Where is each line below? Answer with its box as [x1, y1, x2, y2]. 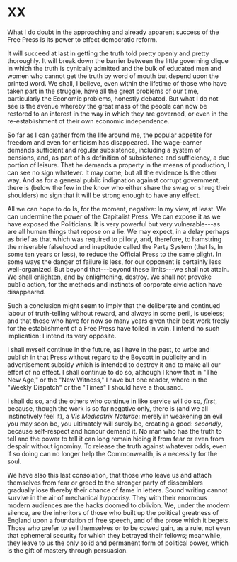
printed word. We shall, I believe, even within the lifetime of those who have [7, 79, 228, 87]
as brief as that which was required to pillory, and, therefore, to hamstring [7, 235, 222, 243]
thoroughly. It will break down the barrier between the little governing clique [7, 56, 229, 65]
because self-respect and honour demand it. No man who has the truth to [7, 426, 223, 435]
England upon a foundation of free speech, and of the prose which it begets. [7, 516, 231, 524]
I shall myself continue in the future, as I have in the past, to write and [7, 345, 210, 353]
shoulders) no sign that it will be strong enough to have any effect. [7, 191, 201, 199]
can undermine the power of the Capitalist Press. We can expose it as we [7, 212, 221, 221]
